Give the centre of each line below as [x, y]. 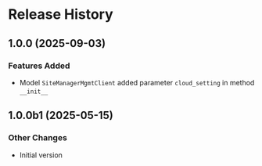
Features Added [39, 66]
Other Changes [38, 138]
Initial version [41, 155]
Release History [61, 14]
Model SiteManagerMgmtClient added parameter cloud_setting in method [137, 82]
